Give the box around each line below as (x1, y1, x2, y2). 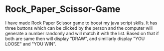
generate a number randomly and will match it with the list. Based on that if (5, 30, 160, 36)
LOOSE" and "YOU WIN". (5, 41, 56, 47)
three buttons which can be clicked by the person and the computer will (5, 25, 153, 31)
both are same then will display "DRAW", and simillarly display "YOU (5, 36, 145, 42)
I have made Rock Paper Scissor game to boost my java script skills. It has (5, 20, 158, 26)
